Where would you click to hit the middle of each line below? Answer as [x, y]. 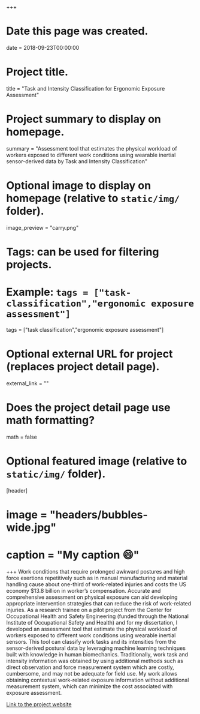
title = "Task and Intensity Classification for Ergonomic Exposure [86, 88]
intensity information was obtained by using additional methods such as [95, 661]
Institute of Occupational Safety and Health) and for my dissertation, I [92, 622]
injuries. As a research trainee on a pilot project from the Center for [89, 610]
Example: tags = [47, 292]
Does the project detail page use [88, 407]
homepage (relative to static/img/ [93, 198]
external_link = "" [28, 383]
